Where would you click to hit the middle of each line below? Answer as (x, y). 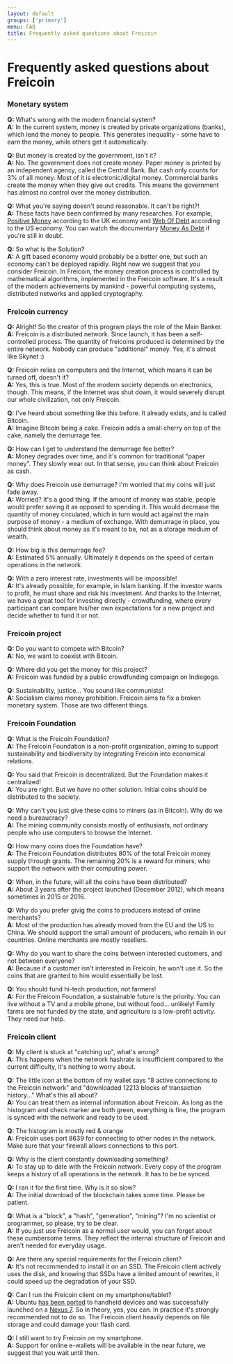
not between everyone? (41, 961)
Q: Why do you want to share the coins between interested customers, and (115, 953)
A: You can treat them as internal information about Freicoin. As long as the (115, 1102)
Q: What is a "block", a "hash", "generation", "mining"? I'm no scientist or (112, 1215)
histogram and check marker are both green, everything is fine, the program (116, 1109)
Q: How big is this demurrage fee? (56, 550)
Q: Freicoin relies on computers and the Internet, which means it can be (110, 370)
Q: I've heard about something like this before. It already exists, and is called (117, 413)
